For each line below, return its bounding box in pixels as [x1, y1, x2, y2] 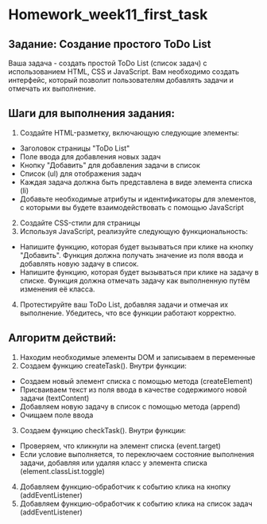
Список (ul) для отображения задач [19, 169, 141, 178]
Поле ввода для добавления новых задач [19, 151, 161, 161]
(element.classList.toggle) [19, 466, 105, 475]
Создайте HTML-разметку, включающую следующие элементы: [19, 127, 240, 137]
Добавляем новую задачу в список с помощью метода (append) [19, 401, 241, 411]
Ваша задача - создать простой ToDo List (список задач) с [8, 58, 208, 68]
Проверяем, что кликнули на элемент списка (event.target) [19, 440, 221, 451]
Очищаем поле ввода [19, 410, 94, 420]
